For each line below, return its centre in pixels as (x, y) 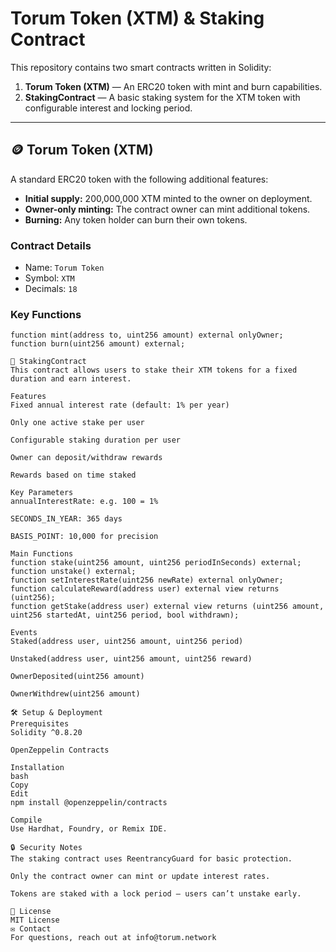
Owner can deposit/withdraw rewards (86, 458)
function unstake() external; (73, 572)
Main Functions (42, 554)
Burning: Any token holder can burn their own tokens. (136, 219)
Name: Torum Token (64, 268)
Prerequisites (40, 724)
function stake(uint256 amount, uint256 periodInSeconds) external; (156, 563)
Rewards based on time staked (73, 475)
